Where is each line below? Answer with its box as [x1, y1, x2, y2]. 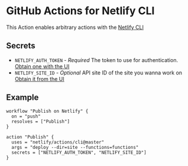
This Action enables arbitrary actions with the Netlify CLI [6, 24, 144, 31]
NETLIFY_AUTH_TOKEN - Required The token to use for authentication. [14, 56, 179, 63]
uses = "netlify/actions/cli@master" [11, 139, 105, 145]
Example [6, 93, 39, 103]
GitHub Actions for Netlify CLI [6, 4, 155, 18]
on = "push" [11, 113, 41, 119]
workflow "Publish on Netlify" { [6, 108, 89, 114]
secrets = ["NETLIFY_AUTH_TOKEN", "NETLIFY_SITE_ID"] [11, 149, 147, 155]
